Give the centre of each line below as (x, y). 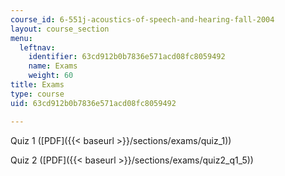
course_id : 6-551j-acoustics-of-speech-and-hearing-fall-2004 (142, 19)
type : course (37, 94)
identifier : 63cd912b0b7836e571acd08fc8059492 (127, 57)
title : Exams (37, 85)
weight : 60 (51, 76)
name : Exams (53, 66)
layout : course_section (60, 29)
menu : (21, 38)
